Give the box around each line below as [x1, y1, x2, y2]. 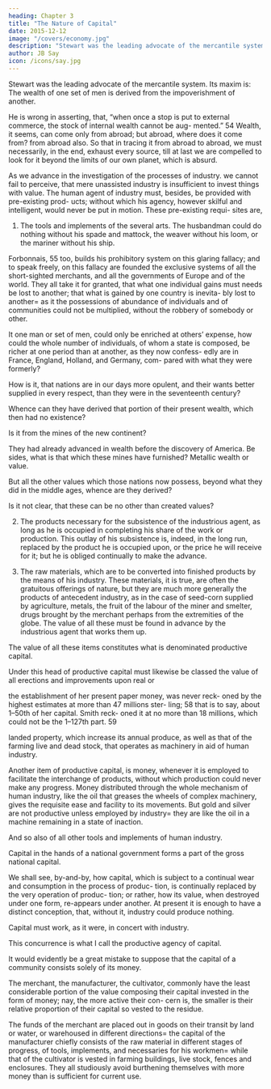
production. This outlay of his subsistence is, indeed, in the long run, [19, 533, 248, 543]
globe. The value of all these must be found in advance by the [19, 618, 226, 628]
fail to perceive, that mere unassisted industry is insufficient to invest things [8, 179, 260, 189]
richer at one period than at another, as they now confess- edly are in [8, 346, 240, 356]
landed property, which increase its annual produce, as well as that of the [8, 732, 252, 742]
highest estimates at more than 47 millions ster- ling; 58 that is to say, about [8, 699, 261, 709]
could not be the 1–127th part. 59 [8, 717, 117, 727]
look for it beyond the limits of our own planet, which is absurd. [8, 155, 218, 164]
